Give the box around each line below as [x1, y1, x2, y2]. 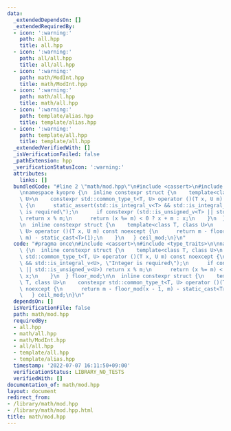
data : [7, 10, 23, 17]
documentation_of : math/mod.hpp [7, 381, 100, 388]
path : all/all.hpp [19, 55, 72, 62]
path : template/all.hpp [19, 132, 88, 138]
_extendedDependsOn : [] [13, 17, 81, 23]
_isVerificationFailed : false [13, 151, 100, 158]
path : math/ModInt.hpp [19, 74, 85, 81]
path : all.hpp [19, 36, 60, 43]
